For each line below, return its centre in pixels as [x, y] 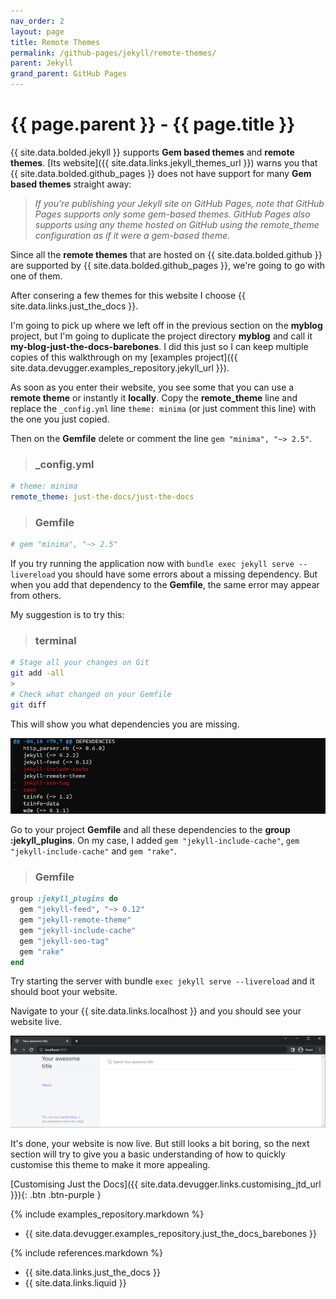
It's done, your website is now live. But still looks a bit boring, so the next [160, 1144]
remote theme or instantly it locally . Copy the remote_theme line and [154, 397]
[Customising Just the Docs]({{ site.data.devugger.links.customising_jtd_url [166, 1184]
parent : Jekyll [42, 63]
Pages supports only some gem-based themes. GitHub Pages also [172, 214]
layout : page [37, 31]
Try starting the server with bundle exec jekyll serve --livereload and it [162, 981]
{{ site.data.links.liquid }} [75, 1283]
